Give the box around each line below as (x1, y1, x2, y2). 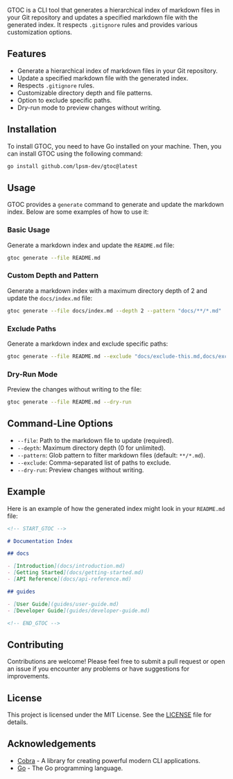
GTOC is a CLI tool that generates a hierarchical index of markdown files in (7, 6, 221, 14)
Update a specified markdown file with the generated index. (17, 74, 189, 82)
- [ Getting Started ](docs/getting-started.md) (7, 569, 144, 576)
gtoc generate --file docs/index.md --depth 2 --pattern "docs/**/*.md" (7, 307, 222, 315)
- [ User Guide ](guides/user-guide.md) (7, 601, 119, 608)
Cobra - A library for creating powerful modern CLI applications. (17, 756, 201, 764)
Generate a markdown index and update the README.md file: (7, 241, 175, 249)
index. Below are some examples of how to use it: (7, 208, 149, 216)
